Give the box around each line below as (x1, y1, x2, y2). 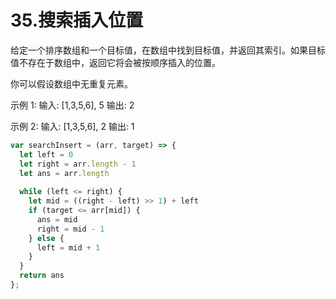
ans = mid (36, 214, 78, 225)
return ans (19, 271, 65, 281)
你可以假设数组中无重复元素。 (10, 77, 133, 90)
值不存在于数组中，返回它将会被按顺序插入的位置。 (10, 56, 221, 68)
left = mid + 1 (36, 242, 101, 253)
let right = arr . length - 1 (19, 159, 137, 169)
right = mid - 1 (36, 224, 105, 234)
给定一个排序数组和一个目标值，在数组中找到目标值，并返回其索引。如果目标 (10, 44, 326, 56)
